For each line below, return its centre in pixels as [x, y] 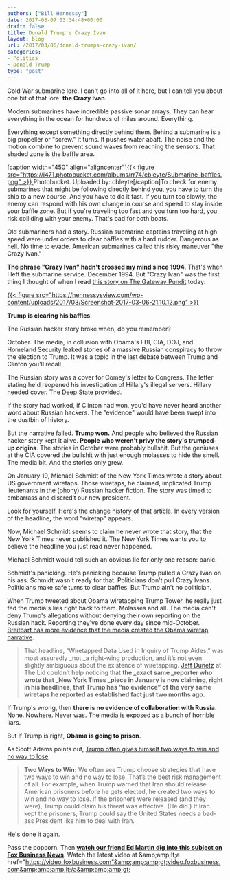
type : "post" [26, 71]
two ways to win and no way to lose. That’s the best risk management [122, 777]
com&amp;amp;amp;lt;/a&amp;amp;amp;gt [68, 869]
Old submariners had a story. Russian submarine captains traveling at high [112, 232]
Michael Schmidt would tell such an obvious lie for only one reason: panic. [112, 559]
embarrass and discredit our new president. [69, 497]
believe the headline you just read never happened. [80, 546]
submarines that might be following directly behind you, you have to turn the [115, 189]
